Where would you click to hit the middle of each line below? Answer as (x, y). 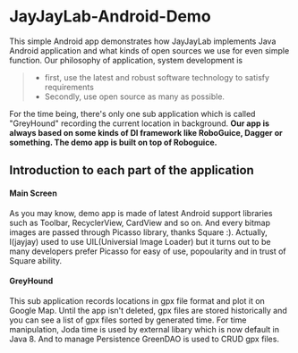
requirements (69, 87)
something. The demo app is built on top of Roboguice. (113, 142)
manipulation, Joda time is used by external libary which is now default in (145, 329)
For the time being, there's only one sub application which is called (132, 113)
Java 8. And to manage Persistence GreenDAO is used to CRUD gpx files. (145, 339)
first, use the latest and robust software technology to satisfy (157, 77)
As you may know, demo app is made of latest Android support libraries (141, 213)
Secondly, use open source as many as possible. (135, 97)
